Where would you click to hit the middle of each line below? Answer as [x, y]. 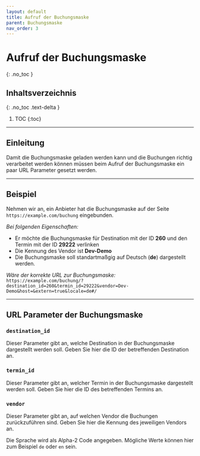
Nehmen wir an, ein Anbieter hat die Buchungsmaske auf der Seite [88, 208]
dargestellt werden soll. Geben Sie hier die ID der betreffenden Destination [98, 349]
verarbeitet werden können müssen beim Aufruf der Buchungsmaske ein [95, 164]
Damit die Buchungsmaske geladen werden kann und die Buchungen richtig [99, 157]
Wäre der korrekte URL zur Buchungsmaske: [61, 275]
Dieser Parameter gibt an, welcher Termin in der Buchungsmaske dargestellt [100, 383]
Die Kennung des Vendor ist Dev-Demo [63, 251]
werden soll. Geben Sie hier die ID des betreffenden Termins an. [85, 389]
